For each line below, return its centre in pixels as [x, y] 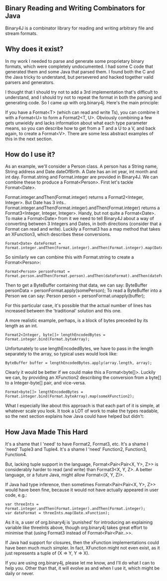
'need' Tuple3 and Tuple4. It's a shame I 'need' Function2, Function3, [76, 449]
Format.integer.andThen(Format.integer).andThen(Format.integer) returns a [83, 208]
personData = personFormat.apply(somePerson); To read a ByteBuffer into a [83, 290]
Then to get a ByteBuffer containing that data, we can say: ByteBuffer [76, 285]
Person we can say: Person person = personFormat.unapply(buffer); [75, 296]
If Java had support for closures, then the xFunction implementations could [82, 543]
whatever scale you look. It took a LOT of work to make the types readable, [82, 411]
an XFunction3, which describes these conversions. [58, 235]
